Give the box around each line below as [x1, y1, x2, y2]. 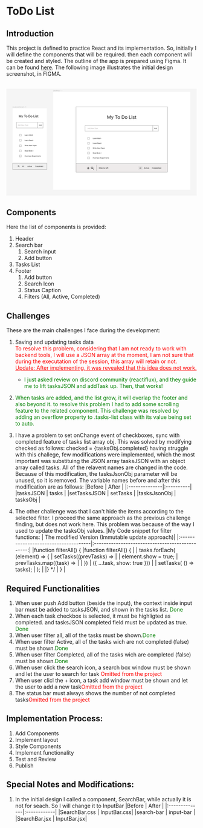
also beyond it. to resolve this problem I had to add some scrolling [14, 401, 179, 408]
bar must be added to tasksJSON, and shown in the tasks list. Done [14, 606, 183, 613]
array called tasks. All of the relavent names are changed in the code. [14, 464, 188, 471]
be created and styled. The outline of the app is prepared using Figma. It [6, 58, 187, 64]
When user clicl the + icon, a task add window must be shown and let [14, 676, 188, 684]
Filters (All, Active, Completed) [24, 293, 101, 301]
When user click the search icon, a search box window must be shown [14, 664, 192, 671]
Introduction [6, 28, 54, 39]
